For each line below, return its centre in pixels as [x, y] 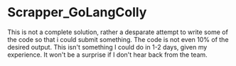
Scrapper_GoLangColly [77, 12]
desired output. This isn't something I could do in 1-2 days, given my [107, 47]
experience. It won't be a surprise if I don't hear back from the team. [107, 55]
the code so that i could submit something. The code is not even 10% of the [118, 39]
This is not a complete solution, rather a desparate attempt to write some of [118, 32]
